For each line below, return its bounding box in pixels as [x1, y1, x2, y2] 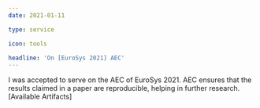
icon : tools [8, 40, 47, 48]
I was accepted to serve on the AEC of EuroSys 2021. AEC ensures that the [8, 75, 252, 85]
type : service [8, 25, 55, 34]
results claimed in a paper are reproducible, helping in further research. [8, 84, 240, 93]
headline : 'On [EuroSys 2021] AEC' [8, 54, 125, 62]
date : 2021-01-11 [8, 11, 65, 20]
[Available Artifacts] [8, 92, 72, 102]
